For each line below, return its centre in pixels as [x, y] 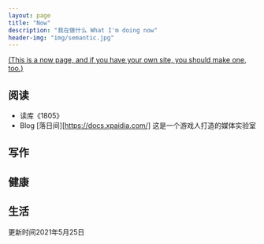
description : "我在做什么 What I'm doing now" [83, 30]
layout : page [30, 15]
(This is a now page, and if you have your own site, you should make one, [127, 60]
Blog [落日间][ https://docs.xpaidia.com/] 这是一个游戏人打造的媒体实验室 [138, 126]
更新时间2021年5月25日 [46, 232]
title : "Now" [30, 23]
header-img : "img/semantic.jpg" [61, 38]
